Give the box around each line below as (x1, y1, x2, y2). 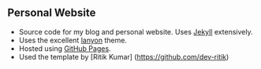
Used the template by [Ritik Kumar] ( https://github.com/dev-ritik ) (18, 52, 229, 61)
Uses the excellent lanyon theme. (18, 35, 128, 45)
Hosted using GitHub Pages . (18, 43, 111, 53)
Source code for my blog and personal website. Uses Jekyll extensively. (18, 27, 253, 36)
